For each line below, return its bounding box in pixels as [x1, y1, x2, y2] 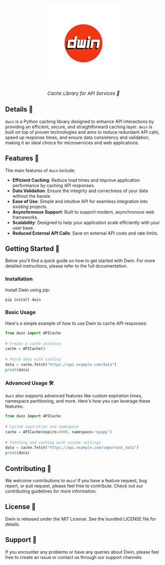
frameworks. [12, 214, 39, 220]
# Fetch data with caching [5, 357, 61, 362]
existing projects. [12, 204, 48, 210]
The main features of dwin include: [5, 167, 76, 173]
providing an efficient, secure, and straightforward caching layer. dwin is [5, 124, 153, 130]
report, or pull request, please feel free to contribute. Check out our [5, 483, 143, 489]
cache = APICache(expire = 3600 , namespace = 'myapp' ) [5, 429, 112, 434]
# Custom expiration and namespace [5, 424, 79, 429]
